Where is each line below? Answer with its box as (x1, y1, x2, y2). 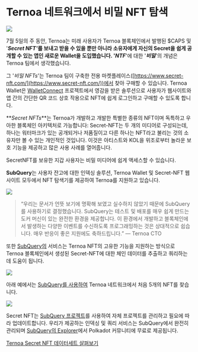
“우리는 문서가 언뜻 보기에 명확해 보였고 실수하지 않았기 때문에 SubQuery (20, 200, 190, 207)
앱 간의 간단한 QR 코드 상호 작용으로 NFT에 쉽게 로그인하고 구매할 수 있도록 (6, 94, 180, 101)
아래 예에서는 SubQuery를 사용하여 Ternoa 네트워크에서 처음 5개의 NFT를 (6, 281, 178, 288)
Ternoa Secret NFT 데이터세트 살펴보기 (6, 339, 99, 347)
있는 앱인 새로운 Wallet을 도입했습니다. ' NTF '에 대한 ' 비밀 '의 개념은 (23, 52, 178, 59)
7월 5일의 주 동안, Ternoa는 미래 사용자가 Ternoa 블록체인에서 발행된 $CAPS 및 (6, 37, 191, 44)
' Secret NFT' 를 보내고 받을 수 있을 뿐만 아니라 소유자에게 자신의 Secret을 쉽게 (6, 44, 186, 52)
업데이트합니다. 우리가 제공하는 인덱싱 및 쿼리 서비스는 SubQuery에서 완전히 (12, 319, 189, 327)
